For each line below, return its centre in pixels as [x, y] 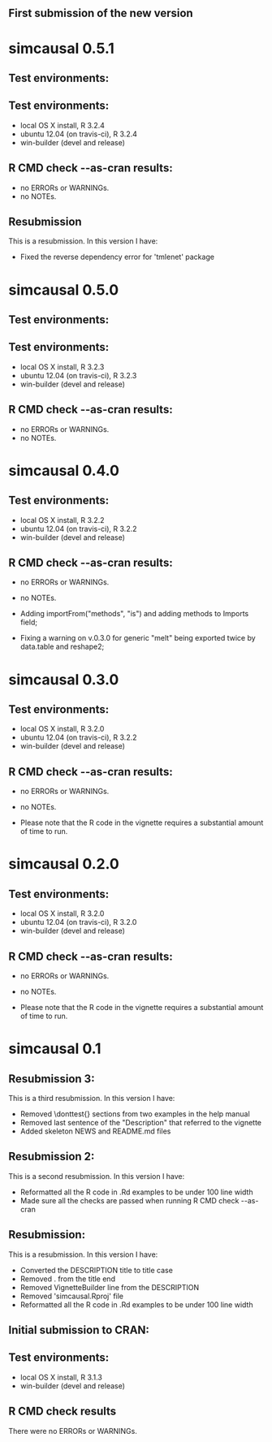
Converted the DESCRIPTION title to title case [96, 1270]
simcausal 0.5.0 [64, 289]
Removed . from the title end [68, 1279]
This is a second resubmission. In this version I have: [97, 1176]
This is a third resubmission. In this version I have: [92, 1099]
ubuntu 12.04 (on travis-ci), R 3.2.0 [78, 922]
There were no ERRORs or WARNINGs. [73, 1431]
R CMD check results [63, 1412]
